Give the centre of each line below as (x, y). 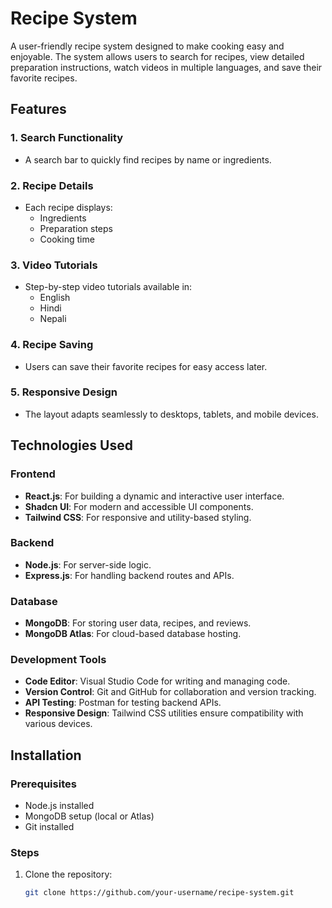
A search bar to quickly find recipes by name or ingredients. (148, 159)
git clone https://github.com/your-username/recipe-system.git (159, 893)
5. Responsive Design (64, 392)
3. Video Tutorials (54, 265)
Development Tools (58, 660)
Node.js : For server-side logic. (88, 564)
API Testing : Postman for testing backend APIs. (123, 703)
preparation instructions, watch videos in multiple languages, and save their (166, 67)
